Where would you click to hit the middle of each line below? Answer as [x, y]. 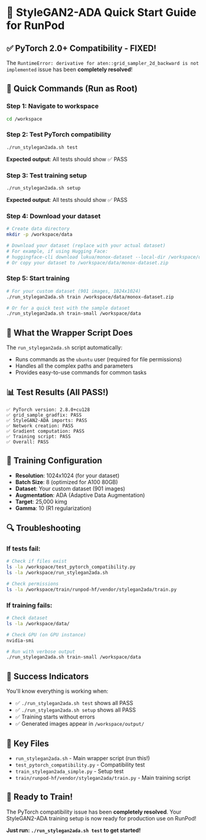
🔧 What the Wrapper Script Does [70, 333]
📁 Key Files [28, 743]
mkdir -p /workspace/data [39, 235]
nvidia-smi [20, 641]
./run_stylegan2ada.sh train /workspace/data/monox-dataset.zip [90, 297]
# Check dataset [27, 618]
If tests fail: [24, 549]
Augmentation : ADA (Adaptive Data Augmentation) [80, 495]
